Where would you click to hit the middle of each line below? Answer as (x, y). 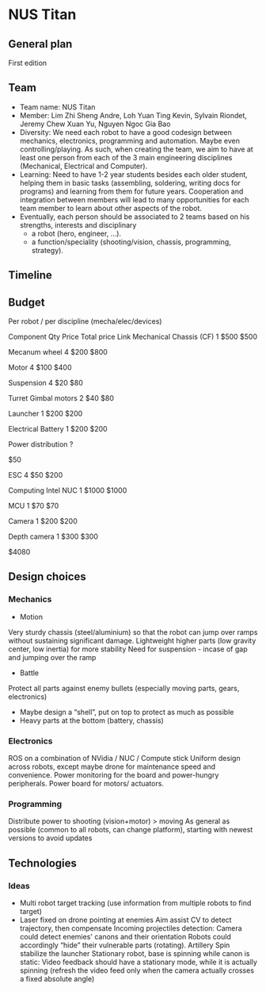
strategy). (47, 250)
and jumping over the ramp (52, 657)
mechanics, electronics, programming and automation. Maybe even (129, 140)
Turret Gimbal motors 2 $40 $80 (61, 398)
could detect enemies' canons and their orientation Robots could (125, 936)
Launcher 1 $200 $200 (46, 413)
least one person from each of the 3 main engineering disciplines (126, 157)
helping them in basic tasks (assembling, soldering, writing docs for (130, 182)
